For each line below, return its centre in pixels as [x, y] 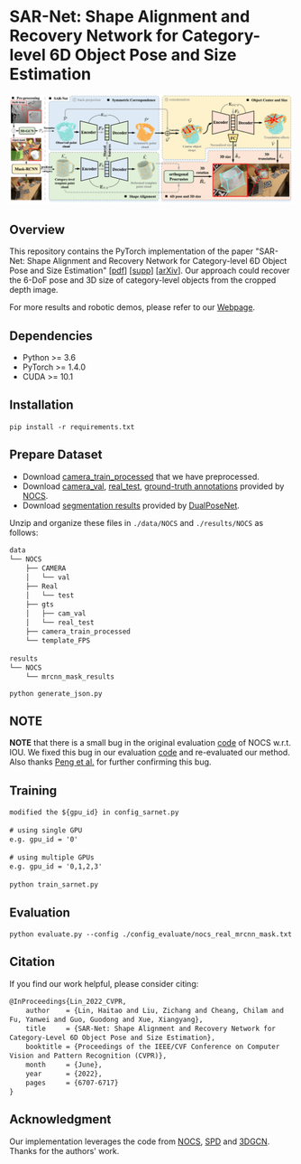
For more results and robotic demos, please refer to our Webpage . [132, 307]
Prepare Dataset [56, 455]
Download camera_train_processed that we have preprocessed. [141, 476]
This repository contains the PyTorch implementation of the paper [132, 251]
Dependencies [51, 336]
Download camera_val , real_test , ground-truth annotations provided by [153, 486]
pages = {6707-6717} [72, 1083]
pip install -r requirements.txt [72, 427]
